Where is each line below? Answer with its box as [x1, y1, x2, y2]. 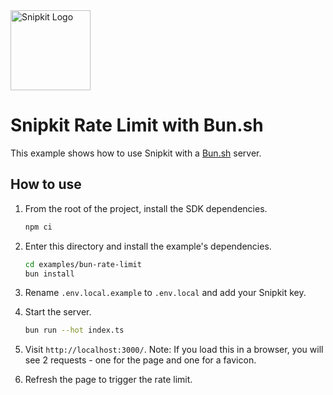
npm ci [24, 222, 53, 232]
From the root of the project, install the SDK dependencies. [24, 202, 268, 214]
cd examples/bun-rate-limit [24, 259, 142, 269]
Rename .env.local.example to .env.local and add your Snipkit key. [24, 287, 307, 299]
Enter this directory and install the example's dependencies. [24, 240, 272, 252]
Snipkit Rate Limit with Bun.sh [10, 114, 264, 137]
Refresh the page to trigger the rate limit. [24, 374, 193, 386]
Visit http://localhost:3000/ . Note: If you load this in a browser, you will [24, 344, 324, 356]
